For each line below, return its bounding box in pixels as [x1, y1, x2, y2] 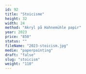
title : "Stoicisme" [5, 12, 45, 17]
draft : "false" [5, 52, 36, 57]
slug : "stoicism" [5, 57, 40, 62]
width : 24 [5, 20, 25, 26]
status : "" [5, 39, 27, 44]
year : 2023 [5, 30, 27, 35]
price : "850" [5, 35, 32, 39]
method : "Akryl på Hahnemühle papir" [5, 25, 82, 30]
